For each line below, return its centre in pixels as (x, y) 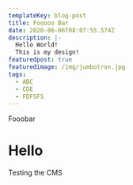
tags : (17, 74)
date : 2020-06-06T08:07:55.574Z (61, 30)
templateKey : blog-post (47, 15)
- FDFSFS (30, 96)
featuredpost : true (40, 60)
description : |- (35, 38)
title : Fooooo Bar (38, 23)
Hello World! (37, 45)
